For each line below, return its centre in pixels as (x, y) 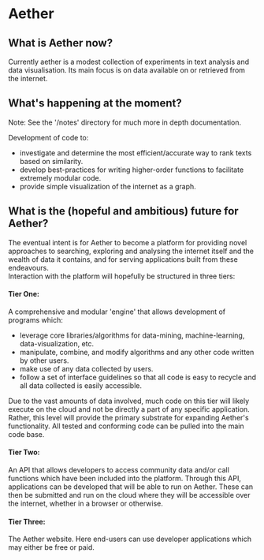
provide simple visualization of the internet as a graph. (108, 186)
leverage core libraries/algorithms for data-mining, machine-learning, (132, 335)
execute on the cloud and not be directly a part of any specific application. (129, 409)
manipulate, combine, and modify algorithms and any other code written (137, 352)
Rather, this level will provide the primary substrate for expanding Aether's (129, 417)
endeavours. (28, 267)
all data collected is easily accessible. (80, 385)
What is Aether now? (60, 43)
